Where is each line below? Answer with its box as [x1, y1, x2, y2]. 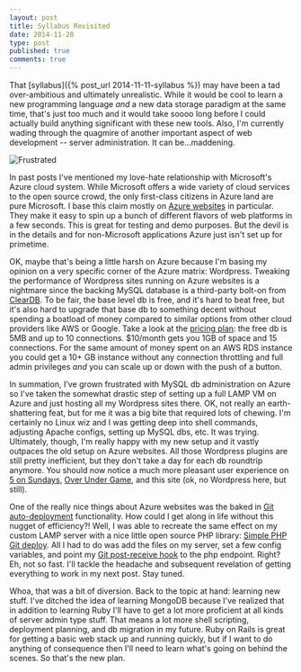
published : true [9, 47, 70, 56]
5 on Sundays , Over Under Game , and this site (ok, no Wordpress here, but [9, 474, 287, 485]
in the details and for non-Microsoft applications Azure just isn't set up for [9, 229, 283, 239]
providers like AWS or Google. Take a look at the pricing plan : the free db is [9, 323, 288, 334]
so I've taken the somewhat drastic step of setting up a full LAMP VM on [9, 389, 277, 399]
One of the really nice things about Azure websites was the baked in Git [9, 501, 274, 512]
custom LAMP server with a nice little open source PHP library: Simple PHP [9, 530, 288, 541]
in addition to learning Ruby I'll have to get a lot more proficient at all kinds [9, 605, 284, 615]
